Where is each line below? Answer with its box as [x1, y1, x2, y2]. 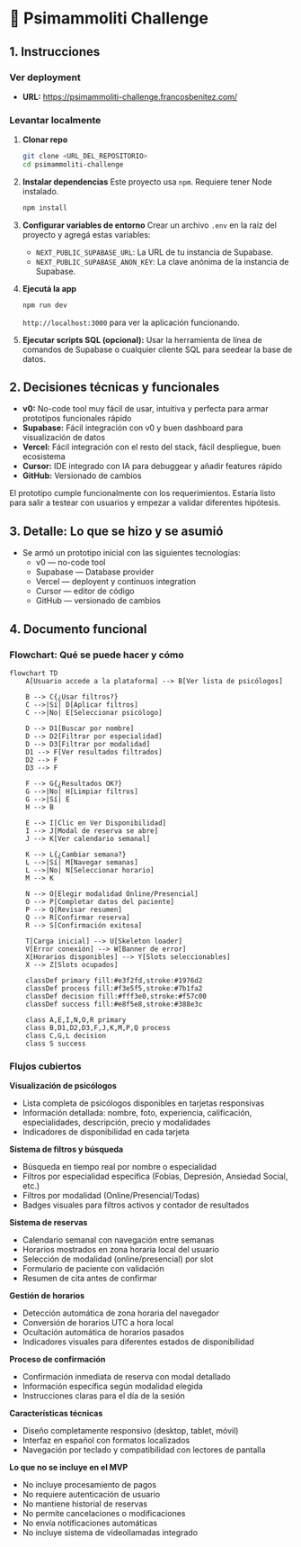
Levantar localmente [9, 113, 102, 126]
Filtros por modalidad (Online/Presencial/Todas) [22, 1190, 200, 1201]
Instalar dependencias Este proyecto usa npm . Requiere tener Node [22, 176, 272, 187]
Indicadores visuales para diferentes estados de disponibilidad [22, 1336, 254, 1347]
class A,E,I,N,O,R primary [25, 1015, 127, 1025]
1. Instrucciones [9, 44, 101, 59]
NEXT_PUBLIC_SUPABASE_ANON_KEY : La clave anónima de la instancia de [35, 256, 289, 267]
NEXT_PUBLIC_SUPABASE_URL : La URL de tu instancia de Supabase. [35, 247, 274, 258]
